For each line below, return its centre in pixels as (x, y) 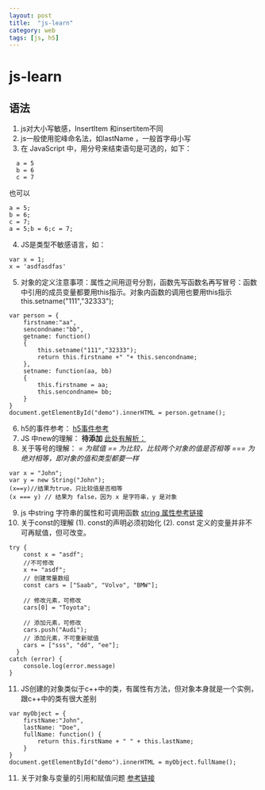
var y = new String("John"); (57, 481)
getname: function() (57, 337)
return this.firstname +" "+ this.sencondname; (117, 358)
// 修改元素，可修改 (52, 601)
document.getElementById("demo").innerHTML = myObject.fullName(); (123, 762)
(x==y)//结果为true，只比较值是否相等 (66, 489)
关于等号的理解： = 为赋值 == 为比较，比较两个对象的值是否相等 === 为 (138, 448)
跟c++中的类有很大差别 (59, 699)
